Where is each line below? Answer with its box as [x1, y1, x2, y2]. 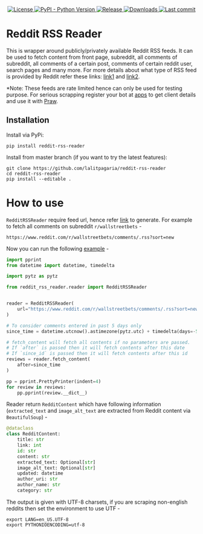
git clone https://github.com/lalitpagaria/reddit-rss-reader [6, 165, 166, 171]
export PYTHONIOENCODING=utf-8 [6, 522, 85, 528]
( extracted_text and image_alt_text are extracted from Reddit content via [6, 407, 191, 414]
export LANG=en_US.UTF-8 [6, 516, 69, 522]
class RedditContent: [6, 431, 61, 437]
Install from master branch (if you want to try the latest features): [6, 154, 167, 161]
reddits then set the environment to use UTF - [6, 504, 120, 512]
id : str [17, 448, 36, 454]
